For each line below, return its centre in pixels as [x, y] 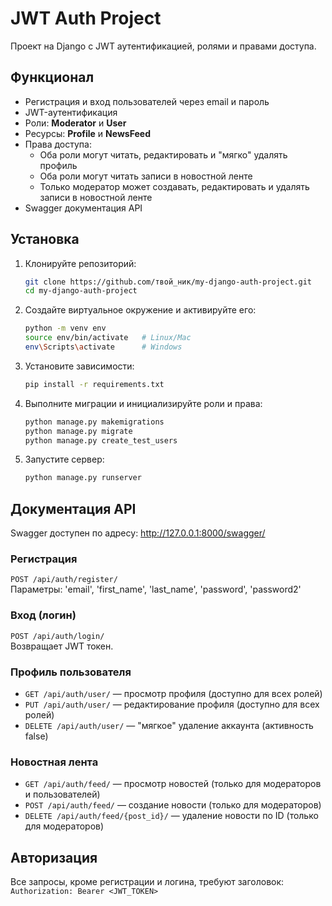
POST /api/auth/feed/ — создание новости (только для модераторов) [173, 805]
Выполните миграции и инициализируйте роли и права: [143, 403]
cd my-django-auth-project [81, 291]
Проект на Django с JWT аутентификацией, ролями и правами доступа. [163, 46]
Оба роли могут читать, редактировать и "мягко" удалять [163, 154]
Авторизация [54, 857]
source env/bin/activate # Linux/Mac [108, 338]
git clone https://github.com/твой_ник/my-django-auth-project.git [168, 282]
